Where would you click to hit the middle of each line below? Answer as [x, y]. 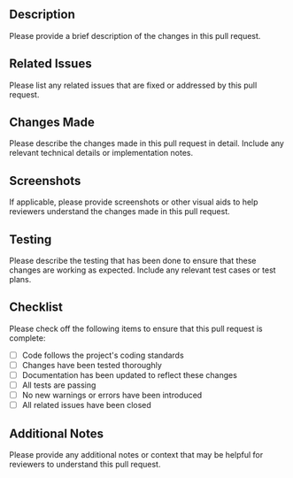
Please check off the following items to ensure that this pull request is [136, 328]
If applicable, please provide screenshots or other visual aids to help [134, 202]
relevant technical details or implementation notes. [101, 153]
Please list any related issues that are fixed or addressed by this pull [133, 85]
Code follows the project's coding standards [103, 355]
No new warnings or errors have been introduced [112, 395]
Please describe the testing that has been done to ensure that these [133, 261]
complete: [27, 338]
